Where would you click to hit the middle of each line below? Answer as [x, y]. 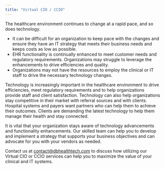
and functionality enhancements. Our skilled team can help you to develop [81, 131]
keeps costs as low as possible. [44, 49]
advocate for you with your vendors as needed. [53, 141]
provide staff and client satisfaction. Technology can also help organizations [83, 95]
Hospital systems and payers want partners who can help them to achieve [81, 105]
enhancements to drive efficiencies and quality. [61, 65]
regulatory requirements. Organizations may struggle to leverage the [82, 59]
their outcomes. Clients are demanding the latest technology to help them [80, 111]
